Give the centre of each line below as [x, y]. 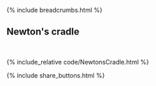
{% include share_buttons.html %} [56, 75]
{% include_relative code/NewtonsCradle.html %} [78, 62]
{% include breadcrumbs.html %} [54, 10]
